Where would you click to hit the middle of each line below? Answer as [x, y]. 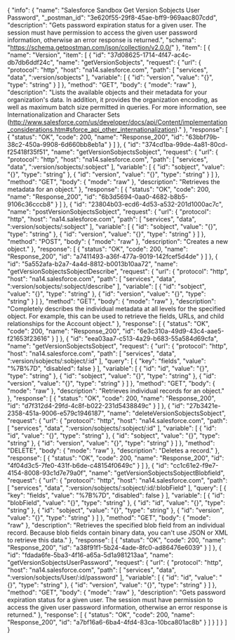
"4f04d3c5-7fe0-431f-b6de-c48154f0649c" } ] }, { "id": [88, 465]
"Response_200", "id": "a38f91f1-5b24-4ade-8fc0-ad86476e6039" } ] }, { [115, 548]
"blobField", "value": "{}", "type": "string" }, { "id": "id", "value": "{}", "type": [116, 503]
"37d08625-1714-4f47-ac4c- [149, 55]
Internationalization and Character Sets [64, 115]
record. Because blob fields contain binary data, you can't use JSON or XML [118, 533]
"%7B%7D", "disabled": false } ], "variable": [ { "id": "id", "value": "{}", [108, 368]
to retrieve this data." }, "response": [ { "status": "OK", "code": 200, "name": [116, 540]
